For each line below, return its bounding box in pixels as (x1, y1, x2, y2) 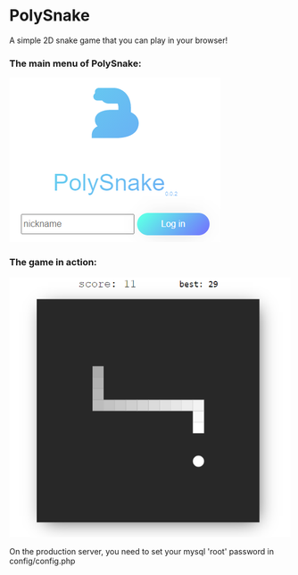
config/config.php (9, 555, 76, 566)
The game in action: (9, 256, 97, 269)
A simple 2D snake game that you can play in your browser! (9, 35, 228, 46)
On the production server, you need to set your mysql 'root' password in (9, 546, 275, 556)
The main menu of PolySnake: (9, 57, 142, 70)
